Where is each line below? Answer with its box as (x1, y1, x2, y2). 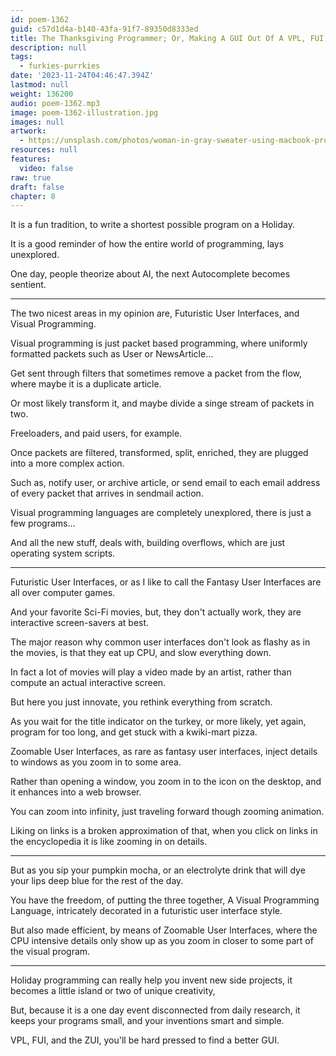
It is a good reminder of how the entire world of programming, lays (10, 238, 285, 250)
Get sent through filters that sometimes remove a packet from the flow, (10, 367, 303, 380)
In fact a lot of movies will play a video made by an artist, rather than (10, 666, 292, 678)
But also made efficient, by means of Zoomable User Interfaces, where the (10, 924, 318, 936)
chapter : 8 (10, 191, 56, 201)
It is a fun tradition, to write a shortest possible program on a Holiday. (10, 219, 296, 231)
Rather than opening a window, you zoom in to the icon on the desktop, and (10, 776, 322, 788)
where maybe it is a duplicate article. (10, 378, 162, 390)
